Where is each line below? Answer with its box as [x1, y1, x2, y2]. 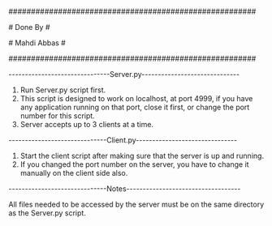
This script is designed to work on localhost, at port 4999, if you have [19, 94, 253, 103]
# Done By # [8, 23, 50, 32]
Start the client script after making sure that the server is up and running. [19, 151, 265, 160]
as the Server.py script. [8, 208, 87, 218]
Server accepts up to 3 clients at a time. [19, 120, 154, 129]
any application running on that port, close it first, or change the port [19, 102, 250, 112]
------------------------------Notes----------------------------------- [8, 184, 241, 194]
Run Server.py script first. [19, 85, 106, 95]
